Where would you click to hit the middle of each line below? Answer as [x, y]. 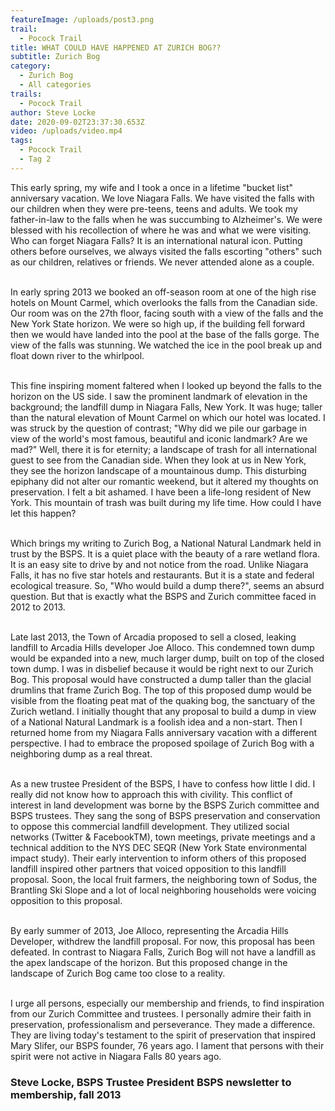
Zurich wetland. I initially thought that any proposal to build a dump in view [163, 711]
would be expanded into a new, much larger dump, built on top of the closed [167, 658]
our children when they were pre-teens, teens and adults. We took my [154, 208]
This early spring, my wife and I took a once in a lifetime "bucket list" [152, 187]
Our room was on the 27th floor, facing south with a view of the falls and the [167, 313]
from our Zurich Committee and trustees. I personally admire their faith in [161, 1013]
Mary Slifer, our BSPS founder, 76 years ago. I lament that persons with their [167, 1045]
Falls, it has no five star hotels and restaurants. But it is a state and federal [162, 575]
